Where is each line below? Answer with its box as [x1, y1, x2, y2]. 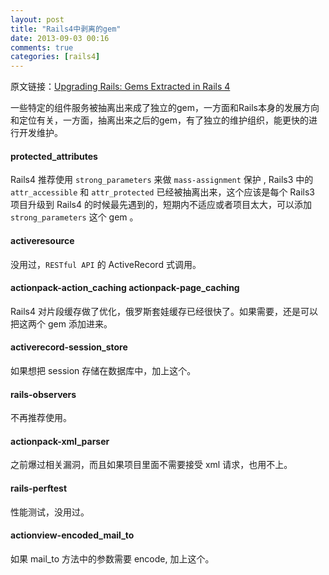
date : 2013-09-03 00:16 [10, 33, 110, 43]
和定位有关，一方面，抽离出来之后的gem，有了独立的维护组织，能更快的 [10, 114, 310, 126]
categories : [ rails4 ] [10, 52, 101, 62]
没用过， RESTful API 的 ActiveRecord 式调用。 [10, 258, 202, 270]
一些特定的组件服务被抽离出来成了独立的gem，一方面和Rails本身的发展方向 [10, 102, 320, 114]
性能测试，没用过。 [10, 506, 90, 518]
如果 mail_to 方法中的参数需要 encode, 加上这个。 [10, 552, 215, 565]
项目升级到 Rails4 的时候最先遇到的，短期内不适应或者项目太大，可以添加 [10, 199, 312, 211]
